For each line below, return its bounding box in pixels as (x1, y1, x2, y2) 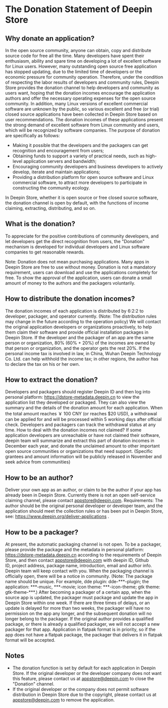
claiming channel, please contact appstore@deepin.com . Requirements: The (5, 498, 163, 504)
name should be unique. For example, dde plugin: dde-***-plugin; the (5, 579, 149, 585)
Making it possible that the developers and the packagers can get (12, 142, 148, 148)
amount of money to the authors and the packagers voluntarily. (5, 280, 135, 286)
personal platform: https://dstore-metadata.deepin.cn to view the (5, 394, 139, 400)
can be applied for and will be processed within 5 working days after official (5, 416, 162, 422)
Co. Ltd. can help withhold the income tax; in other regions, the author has (5, 356, 159, 362)
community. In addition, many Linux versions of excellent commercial (5, 101, 148, 106)
